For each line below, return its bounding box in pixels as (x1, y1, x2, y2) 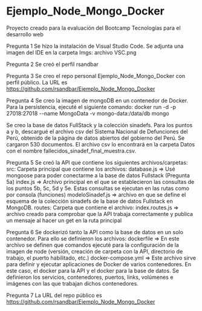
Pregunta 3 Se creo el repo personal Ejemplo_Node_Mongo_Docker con (6, 72, 186, 79)
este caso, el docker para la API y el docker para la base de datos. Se (6, 267, 180, 274)
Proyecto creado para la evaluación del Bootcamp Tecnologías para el (6, 24, 181, 31)
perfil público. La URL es (6, 79, 68, 86)
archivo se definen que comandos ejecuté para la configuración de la (6, 241, 180, 249)
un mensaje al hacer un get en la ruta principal (6, 217, 122, 224)
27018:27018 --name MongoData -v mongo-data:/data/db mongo (6, 110, 169, 117)
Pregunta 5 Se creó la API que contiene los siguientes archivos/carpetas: (6, 159, 188, 166)
